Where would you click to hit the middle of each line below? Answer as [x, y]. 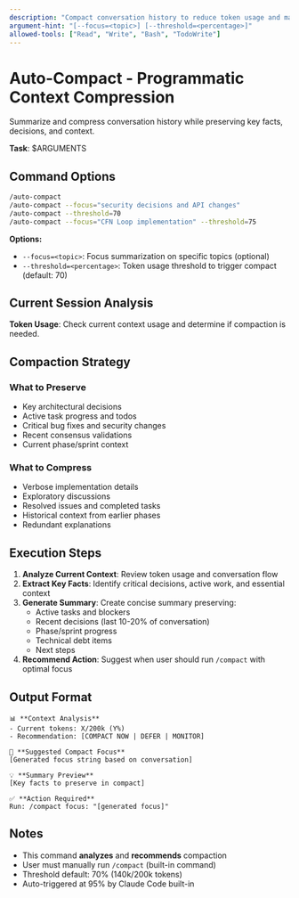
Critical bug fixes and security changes [94, 426]
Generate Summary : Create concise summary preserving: [129, 603]
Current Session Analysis [81, 303]
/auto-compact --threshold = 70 [65, 213]
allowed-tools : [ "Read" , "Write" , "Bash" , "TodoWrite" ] [115, 34]
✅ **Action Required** [52, 799]
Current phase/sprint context [75, 445]
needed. [24, 334]
